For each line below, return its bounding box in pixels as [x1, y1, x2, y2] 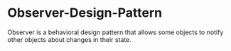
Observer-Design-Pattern [7, 5, 162, 21]
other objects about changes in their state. [7, 35, 131, 43]
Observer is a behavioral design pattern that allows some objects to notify [7, 28, 224, 36]
